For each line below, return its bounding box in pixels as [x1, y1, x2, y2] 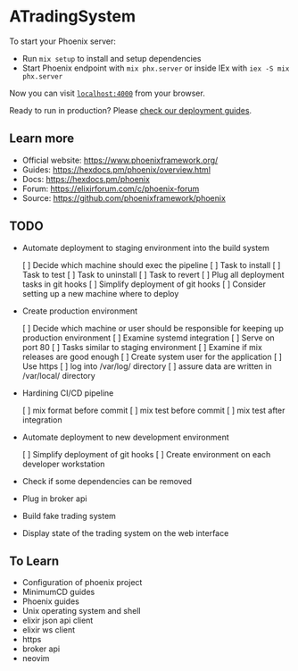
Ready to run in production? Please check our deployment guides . [9, 105, 252, 115]
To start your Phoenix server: [9, 36, 116, 46]
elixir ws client [21, 625, 76, 635]
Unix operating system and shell [21, 606, 141, 616]
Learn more [9, 131, 75, 147]
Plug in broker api [21, 493, 87, 504]
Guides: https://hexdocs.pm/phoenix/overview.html [21, 164, 211, 175]
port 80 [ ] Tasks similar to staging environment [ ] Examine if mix [21, 341, 263, 352]
